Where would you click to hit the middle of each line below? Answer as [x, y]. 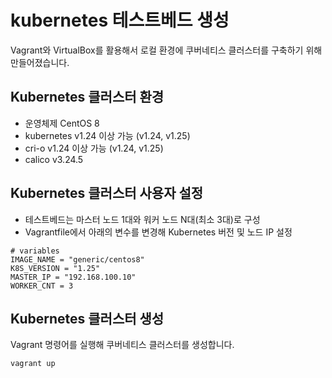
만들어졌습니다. [40, 62]
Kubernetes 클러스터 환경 [87, 97]
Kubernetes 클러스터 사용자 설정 [107, 193]
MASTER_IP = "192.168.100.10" [73, 277]
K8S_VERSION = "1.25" [55, 268]
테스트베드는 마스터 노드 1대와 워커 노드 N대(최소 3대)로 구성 [142, 219]
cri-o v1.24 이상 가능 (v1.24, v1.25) [94, 148]
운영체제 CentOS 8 [62, 123]
